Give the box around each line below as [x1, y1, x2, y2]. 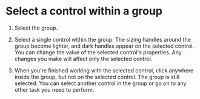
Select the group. [14, 24, 58, 31]
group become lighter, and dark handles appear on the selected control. [14, 42, 195, 49]
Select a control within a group [5, 4, 163, 18]
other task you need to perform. [14, 86, 95, 93]
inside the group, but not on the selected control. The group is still [14, 73, 180, 80]
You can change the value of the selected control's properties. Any [14, 48, 182, 56]
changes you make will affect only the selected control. [14, 55, 153, 62]
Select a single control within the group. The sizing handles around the [14, 36, 192, 43]
